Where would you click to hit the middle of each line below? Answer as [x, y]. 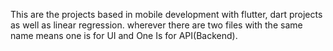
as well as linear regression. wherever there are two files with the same [156, 25]
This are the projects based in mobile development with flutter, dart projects [166, 14]
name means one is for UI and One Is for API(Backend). [124, 35]
